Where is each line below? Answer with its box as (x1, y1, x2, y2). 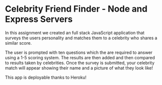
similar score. (5, 40, 32, 46)
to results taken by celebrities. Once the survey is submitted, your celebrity (5, 60, 155, 66)
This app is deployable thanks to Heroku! (5, 74, 87, 80)
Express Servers (5, 14, 73, 25)
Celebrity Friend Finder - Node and (5, 3, 147, 15)
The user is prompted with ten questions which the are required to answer (5, 50, 153, 55)
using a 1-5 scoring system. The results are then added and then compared (5, 54, 155, 60)
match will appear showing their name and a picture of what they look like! (5, 65, 153, 71)
